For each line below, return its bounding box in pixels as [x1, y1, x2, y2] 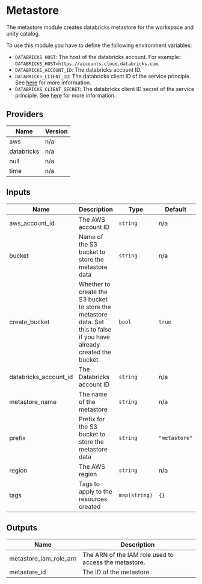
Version [44, 127, 68, 136]
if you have [79, 333, 110, 341]
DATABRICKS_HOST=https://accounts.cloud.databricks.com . [14, 60, 160, 67]
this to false [79, 325, 112, 333]
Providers [6, 109, 44, 119]
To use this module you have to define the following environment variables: [6, 42, 192, 49]
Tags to [79, 480, 100, 488]
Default [165, 205, 186, 213]
